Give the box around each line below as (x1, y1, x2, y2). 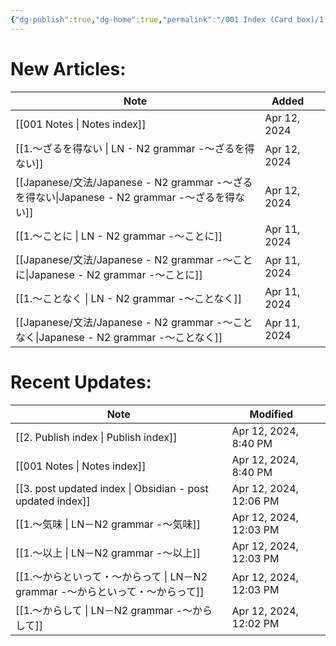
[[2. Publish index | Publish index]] (15, 430, 178, 444)
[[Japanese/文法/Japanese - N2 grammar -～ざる (15, 175, 253, 189)
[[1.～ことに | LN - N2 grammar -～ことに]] (15, 229, 223, 243)
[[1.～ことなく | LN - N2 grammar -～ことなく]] (15, 291, 242, 305)
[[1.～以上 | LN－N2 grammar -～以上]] (15, 546, 201, 560)
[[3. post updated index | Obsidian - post (15, 481, 209, 495)
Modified (249, 407, 294, 421)
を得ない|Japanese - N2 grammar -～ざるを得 (15, 190, 236, 204)
